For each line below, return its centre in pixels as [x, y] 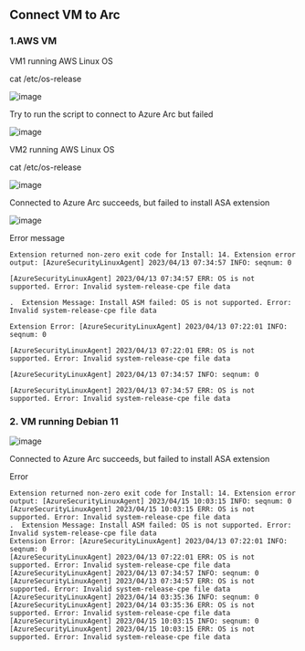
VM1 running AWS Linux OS [61, 61]
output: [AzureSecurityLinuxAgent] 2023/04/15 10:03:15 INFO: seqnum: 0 [151, 501]
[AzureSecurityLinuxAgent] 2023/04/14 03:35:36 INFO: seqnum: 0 [134, 597]
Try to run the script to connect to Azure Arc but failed [111, 114]
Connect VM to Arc [65, 15]
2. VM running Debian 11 [64, 421]
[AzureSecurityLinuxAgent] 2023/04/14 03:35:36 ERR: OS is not [132, 605]
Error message [37, 237]
